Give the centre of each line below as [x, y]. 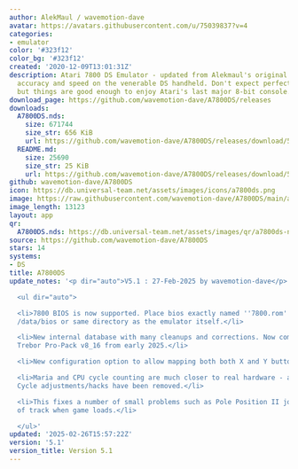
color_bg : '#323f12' [47, 59]
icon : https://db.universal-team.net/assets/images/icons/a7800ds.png [142, 191]
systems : [25, 257]
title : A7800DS [37, 273]
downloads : [29, 108]
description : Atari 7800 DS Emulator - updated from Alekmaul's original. [150, 75]
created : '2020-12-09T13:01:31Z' [71, 67]
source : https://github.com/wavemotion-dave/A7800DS [109, 240]
